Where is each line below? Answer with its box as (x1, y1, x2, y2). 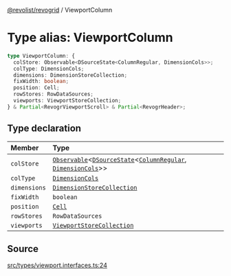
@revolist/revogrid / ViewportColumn (7, 6, 113, 14)
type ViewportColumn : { (7, 52, 76, 59)
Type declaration (7, 123, 81, 135)
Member (10, 143, 39, 152)
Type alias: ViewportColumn (7, 30, 173, 45)
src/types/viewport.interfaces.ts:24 (7, 261, 108, 270)
